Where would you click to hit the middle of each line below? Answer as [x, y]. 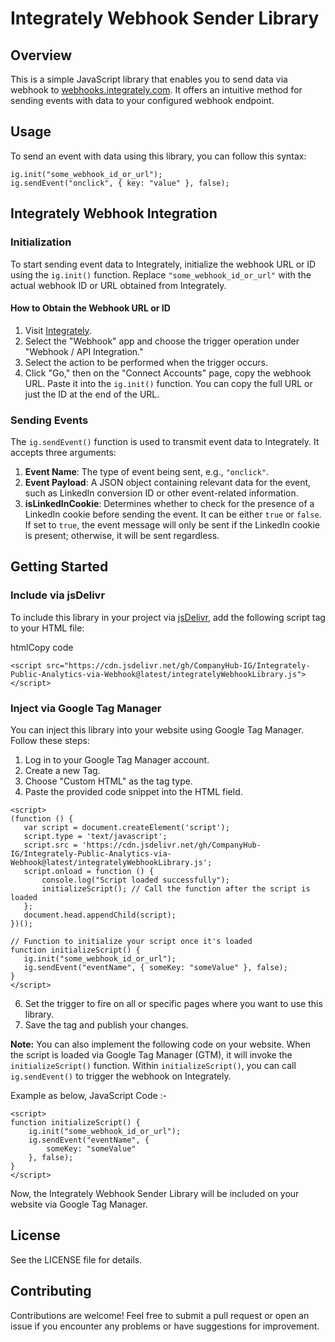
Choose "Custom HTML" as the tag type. [108, 781]
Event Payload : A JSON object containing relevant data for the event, [168, 482]
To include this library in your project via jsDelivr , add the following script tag [168, 617]
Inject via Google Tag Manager [86, 708]
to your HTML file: [47, 628]
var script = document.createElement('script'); [126, 827]
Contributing [51, 1291]
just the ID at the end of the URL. [92, 394]
